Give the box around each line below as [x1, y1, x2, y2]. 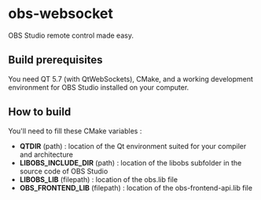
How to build [8, 105, 72, 118]
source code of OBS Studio [19, 166, 108, 176]
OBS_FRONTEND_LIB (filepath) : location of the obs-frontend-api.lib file [19, 183, 253, 192]
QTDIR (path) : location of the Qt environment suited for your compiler [19, 141, 247, 151]
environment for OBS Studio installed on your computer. [8, 82, 189, 92]
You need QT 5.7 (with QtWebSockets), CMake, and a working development [8, 74, 254, 83]
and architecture [19, 150, 73, 159]
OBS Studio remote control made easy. [8, 31, 134, 40]
